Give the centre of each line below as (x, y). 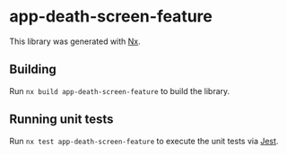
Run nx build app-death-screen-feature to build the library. (120, 90)
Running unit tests (61, 120)
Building (33, 69)
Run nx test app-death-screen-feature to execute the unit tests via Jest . (144, 141)
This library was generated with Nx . (75, 41)
